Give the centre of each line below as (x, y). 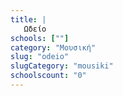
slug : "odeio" (40, 57)
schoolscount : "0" (48, 76)
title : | (28, 19)
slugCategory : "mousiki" (62, 66)
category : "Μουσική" (53, 47)
